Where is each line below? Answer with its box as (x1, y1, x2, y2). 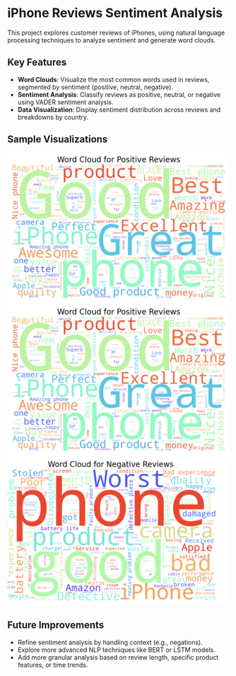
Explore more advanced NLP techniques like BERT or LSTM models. (17, 646, 216, 654)
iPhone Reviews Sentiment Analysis (7, 5, 223, 21)
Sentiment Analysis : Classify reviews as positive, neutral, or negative (17, 90, 221, 98)
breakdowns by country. (17, 113, 89, 121)
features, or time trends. (17, 660, 88, 669)
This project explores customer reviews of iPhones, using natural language (7, 28, 225, 37)
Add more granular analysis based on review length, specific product (17, 653, 219, 661)
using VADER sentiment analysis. (17, 98, 114, 106)
